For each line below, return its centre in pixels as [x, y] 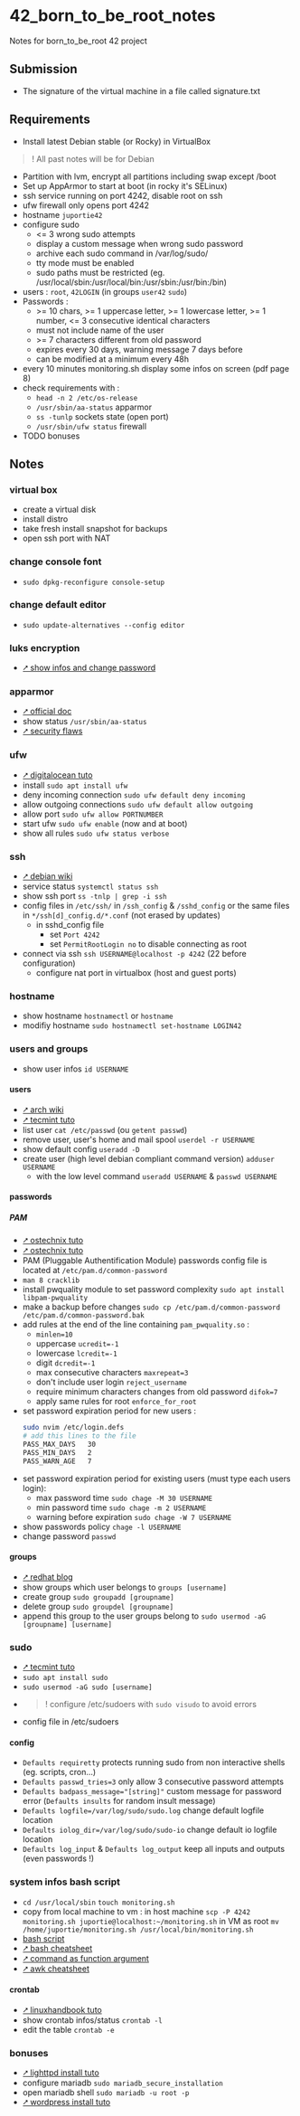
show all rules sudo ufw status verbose [96, 833]
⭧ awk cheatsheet [56, 1969]
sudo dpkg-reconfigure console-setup [94, 582]
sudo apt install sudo [65, 1678]
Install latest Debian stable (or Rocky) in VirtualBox [116, 141]
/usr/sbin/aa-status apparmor [94, 407]
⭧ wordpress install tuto [66, 2102]
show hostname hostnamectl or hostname [98, 1016]
